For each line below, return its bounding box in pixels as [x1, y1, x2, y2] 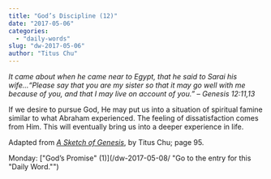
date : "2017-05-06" [8, 19, 75, 28]
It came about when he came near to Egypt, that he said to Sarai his [8, 72, 238, 81]
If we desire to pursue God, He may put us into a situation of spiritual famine [8, 104, 264, 114]
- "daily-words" [15, 34, 71, 43]
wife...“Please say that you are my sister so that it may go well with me [8, 80, 246, 90]
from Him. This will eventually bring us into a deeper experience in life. [8, 122, 244, 131]
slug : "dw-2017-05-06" [8, 42, 85, 50]
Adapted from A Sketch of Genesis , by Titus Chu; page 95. [8, 138, 204, 147]
